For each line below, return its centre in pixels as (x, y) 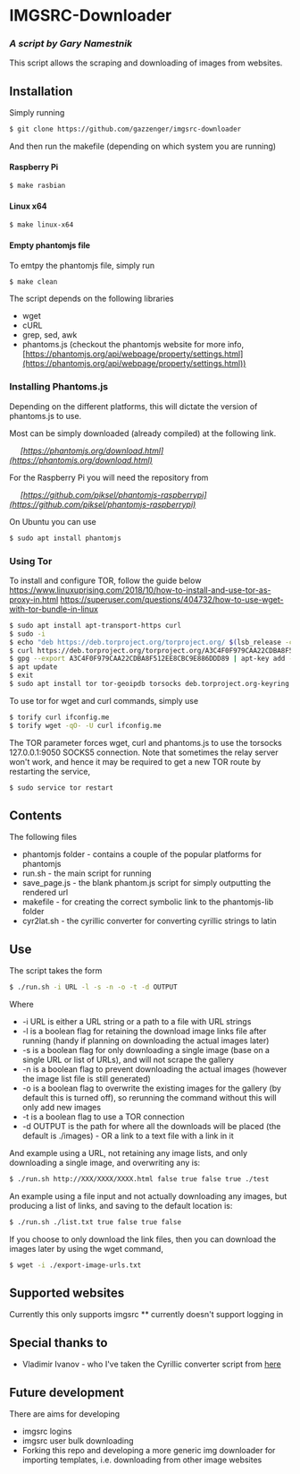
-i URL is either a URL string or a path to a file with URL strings (137, 1021)
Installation (41, 91)
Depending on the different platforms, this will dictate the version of (133, 406)
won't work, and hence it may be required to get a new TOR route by (135, 761)
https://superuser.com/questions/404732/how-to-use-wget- (172, 599)
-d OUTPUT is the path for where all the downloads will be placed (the (151, 1126)
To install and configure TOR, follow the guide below (105, 580)
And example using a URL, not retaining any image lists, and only (129, 1153)
